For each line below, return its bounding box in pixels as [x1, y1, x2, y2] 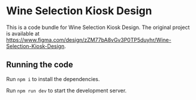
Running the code [6, 60, 73, 70]
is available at [6, 30, 40, 37]
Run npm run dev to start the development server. [6, 87, 127, 94]
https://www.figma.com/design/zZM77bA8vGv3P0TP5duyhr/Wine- [6, 36, 172, 43]
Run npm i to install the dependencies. [6, 75, 100, 82]
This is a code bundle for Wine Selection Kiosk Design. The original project [6, 24, 190, 31]
